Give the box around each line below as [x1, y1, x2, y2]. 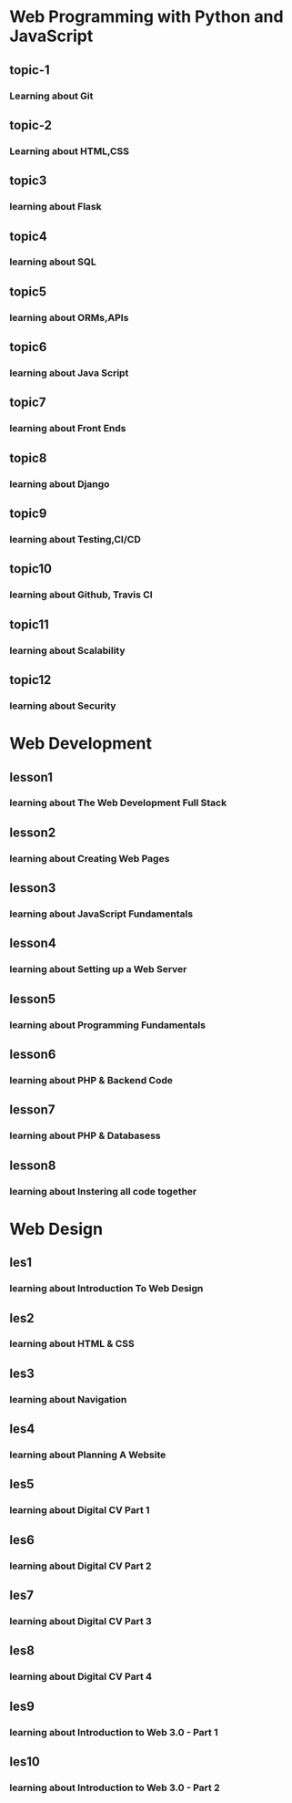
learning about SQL [9, 255, 97, 268]
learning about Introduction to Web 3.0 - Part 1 [9, 1725, 218, 1738]
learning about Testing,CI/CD [9, 534, 141, 545]
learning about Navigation [9, 1393, 127, 1405]
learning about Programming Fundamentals [9, 1019, 206, 1031]
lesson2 [9, 824, 56, 840]
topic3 [9, 173, 47, 189]
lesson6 [9, 1047, 56, 1062]
